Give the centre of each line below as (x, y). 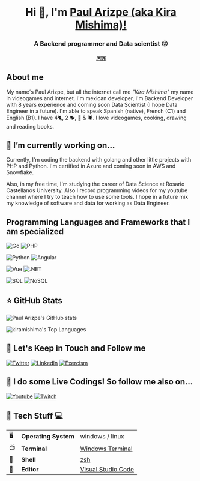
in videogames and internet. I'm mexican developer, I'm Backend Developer (100, 98)
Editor (30, 470)
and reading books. (30, 126)
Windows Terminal (106, 449)
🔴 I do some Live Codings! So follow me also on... (100, 382)
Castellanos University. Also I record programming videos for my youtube (97, 190)
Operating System (48, 436)
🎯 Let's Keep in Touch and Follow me (76, 349)
